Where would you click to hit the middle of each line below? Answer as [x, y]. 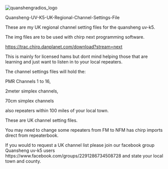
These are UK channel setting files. [41, 120]
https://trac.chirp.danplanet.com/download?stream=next [64, 47]
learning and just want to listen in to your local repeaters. [64, 62]
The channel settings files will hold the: [46, 71]
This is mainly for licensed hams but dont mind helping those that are [76, 56]
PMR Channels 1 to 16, [28, 81]
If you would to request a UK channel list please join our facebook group [80, 145]
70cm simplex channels [30, 101]
